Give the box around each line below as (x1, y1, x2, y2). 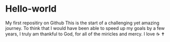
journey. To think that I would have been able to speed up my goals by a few (5, 25, 165, 31)
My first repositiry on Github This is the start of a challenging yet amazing (5, 20, 159, 26)
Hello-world (5, 3, 57, 15)
